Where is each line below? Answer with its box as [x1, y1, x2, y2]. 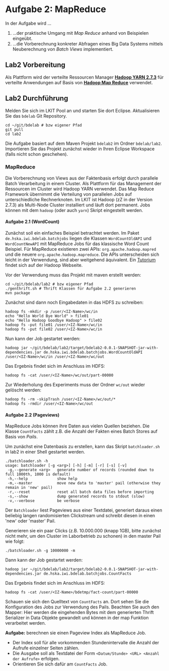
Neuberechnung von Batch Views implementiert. [12, 46, 114, 52]
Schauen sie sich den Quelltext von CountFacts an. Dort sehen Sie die [5, 599, 149, 605]
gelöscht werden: [5, 387, 42, 393]
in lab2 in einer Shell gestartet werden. [5, 449, 86, 455]
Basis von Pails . [5, 434, 38, 440]
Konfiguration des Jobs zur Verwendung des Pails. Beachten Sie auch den [5, 604, 159, 610]
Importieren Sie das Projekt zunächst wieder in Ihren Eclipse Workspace [5, 145, 155, 152]
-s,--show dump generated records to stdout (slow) [7, 494, 145, 499]
